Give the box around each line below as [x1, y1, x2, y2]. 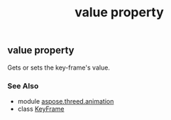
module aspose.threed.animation [17, 97, 114, 105]
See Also [7, 81, 39, 91]
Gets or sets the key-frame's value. [7, 63, 110, 72]
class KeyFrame [17, 104, 65, 113]
